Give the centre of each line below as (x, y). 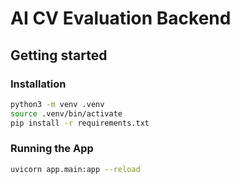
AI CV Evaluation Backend (121, 18)
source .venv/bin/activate (66, 113)
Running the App (52, 149)
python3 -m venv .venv (57, 104)
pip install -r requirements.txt (80, 123)
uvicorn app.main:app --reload (75, 169)
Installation (38, 84)
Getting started (59, 55)
